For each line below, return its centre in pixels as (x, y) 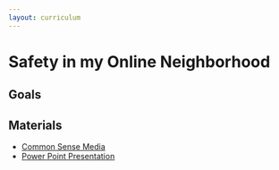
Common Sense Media (63, 147)
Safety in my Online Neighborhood (139, 61)
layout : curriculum (45, 17)
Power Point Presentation (68, 157)
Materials (35, 125)
